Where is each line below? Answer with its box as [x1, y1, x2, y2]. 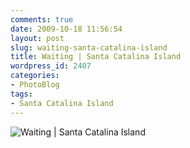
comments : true [10, 14, 74, 25]
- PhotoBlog [10, 80, 60, 90]
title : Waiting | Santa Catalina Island [10, 52, 182, 62]
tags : [10, 89, 33, 99]
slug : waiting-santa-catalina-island [10, 42, 168, 53]
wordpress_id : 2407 [10, 61, 92, 71]
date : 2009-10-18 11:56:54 [10, 24, 123, 34]
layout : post [10, 33, 65, 43]
